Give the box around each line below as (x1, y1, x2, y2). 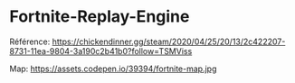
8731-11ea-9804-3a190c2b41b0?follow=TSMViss (9, 45, 193, 56)
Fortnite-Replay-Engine (9, 6, 190, 27)
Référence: (9, 36, 51, 47)
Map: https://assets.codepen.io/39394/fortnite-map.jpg (9, 63, 217, 74)
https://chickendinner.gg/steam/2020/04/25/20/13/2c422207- (52, 36, 286, 47)
